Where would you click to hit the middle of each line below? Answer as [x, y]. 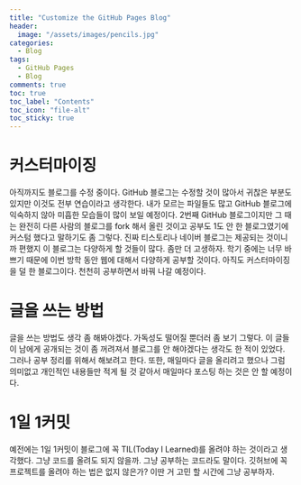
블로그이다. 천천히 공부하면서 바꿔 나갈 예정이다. [122, 271]
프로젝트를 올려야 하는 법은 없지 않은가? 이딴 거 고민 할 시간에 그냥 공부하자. [142, 471]
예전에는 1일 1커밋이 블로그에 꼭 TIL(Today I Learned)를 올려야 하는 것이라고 [144, 449]
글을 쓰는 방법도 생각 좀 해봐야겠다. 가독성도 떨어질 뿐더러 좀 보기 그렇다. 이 [141, 338]
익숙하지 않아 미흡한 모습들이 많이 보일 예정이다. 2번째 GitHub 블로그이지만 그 [146, 215]
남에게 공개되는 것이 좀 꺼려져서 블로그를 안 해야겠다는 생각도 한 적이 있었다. [152, 349]
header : [24, 26]
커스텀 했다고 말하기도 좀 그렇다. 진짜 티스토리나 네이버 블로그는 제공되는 [137, 238]
